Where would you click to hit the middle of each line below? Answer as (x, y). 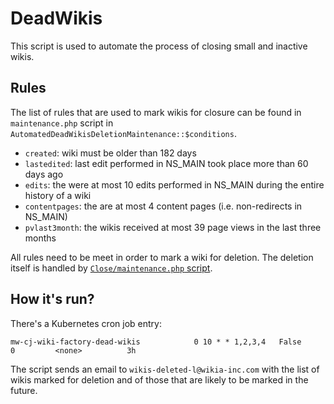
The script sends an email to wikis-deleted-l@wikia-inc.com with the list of (165, 369)
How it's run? (52, 299)
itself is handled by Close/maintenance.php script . (111, 268)
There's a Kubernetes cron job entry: (86, 323)
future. (24, 390)
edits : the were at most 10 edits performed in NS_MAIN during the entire (174, 184)
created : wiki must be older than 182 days (110, 153)
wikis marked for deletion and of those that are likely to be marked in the (159, 379)
